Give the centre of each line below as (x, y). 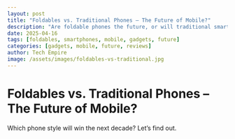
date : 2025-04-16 (33, 33)
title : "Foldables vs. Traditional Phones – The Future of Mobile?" (109, 20)
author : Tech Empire (37, 53)
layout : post (26, 14)
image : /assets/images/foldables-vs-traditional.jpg (86, 59)
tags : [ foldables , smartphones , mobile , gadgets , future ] (93, 40)
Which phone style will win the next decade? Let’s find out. (92, 128)
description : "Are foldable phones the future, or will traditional (109, 27)
